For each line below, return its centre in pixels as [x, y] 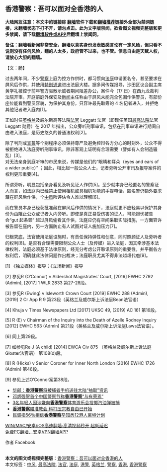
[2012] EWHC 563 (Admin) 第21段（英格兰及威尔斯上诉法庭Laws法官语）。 [81, 326]
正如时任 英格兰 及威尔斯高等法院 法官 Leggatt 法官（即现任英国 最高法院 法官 [82, 120]
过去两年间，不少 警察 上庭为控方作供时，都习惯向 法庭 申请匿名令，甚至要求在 [83, 78]
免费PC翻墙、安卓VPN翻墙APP [37, 432]
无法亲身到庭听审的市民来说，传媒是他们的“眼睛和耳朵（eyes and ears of [84, 161]
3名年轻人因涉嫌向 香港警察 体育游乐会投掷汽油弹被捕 [66, 402]
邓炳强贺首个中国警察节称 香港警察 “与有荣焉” [58, 396]
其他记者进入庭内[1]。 [27, 109]
